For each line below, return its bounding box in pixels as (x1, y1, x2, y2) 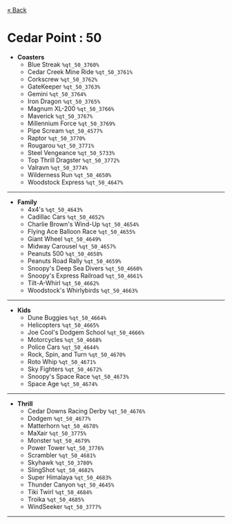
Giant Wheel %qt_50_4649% (27, 235, 101, 243)
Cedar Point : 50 (7, 30, 102, 46)
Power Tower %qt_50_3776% (27, 443, 104, 452)
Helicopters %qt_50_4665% (27, 320, 100, 329)
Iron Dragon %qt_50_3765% (27, 97, 101, 105)
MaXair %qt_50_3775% (27, 428, 87, 437)
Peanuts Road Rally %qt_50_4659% (27, 256, 122, 265)
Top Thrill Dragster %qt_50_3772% (27, 156, 120, 164)
